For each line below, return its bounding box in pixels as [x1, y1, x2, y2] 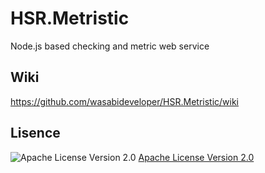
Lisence [10, 125, 61, 142]
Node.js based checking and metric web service [10, 40, 210, 52]
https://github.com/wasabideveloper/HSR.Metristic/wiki [10, 95, 239, 107]
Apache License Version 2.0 [138, 151, 255, 163]
